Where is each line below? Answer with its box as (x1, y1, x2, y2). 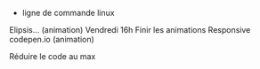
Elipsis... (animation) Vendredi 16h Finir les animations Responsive (9, 25, 251, 34)
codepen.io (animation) (9, 34, 95, 44)
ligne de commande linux (21, 8, 115, 18)
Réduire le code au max (9, 51, 96, 61)
